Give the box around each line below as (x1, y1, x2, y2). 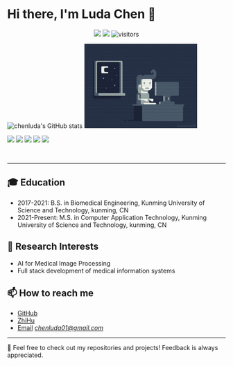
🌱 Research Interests (7, 241, 99, 253)
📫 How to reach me (7, 287, 94, 299)
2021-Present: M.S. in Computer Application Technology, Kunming (17, 213, 207, 221)
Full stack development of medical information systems (17, 266, 175, 275)
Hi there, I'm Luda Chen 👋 (7, 6, 156, 22)
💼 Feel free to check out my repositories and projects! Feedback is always (7, 344, 218, 352)
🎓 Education (7, 176, 66, 189)
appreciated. (7, 351, 44, 359)
